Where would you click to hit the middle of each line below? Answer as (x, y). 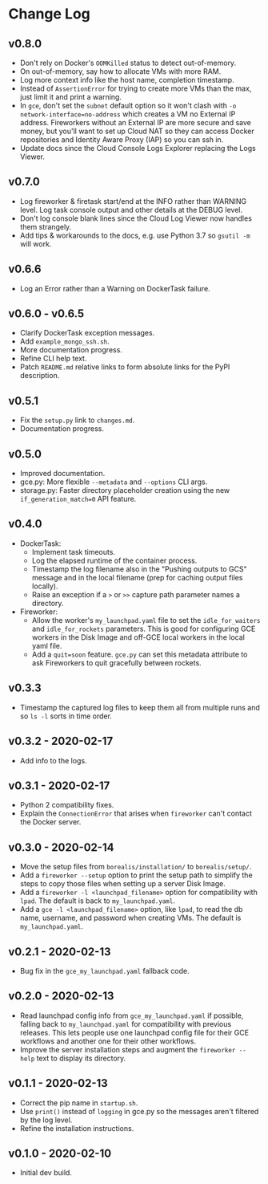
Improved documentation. (62, 474)
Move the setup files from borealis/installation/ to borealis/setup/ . (136, 867)
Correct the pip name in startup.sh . (79, 1103)
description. (40, 376)
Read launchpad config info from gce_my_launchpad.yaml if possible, (132, 1015)
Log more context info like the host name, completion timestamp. (127, 80)
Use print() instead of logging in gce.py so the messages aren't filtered (139, 1111)
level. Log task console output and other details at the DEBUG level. (131, 210)
